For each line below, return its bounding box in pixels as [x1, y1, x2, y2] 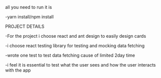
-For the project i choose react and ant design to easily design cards [5, 33, 146, 39]
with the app [5, 67, 31, 73]
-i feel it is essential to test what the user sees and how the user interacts [5, 62, 156, 68]
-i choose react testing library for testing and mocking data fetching [5, 43, 145, 49]
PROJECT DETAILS [5, 23, 44, 29]
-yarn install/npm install [5, 14, 54, 19]
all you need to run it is [5, 4, 52, 10]
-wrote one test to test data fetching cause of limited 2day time [5, 52, 135, 58]
